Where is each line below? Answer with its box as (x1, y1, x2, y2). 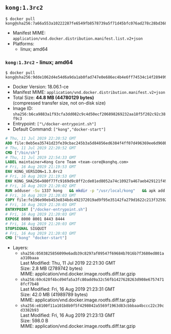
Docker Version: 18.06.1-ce (12, 84, 69, 90)
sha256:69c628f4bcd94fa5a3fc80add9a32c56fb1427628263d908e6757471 (20, 277, 164, 282)
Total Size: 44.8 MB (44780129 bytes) (12, 94, 94, 101)
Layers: (12, 245, 28, 251)
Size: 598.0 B (20, 318, 48, 324)
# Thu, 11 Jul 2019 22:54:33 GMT (5, 155, 76, 160)
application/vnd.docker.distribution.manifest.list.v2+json (12, 36, 143, 41)
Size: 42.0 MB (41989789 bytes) (20, 292, 88, 298)
